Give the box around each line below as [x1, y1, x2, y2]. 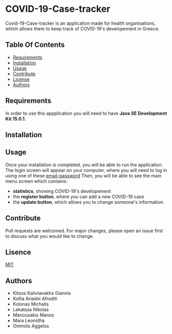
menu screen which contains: [5, 178, 68, 184]
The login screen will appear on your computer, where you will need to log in [5, 167, 167, 173]
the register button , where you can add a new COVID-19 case [12, 194, 145, 200]
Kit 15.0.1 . [5, 115, 26, 121]
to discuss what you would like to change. [5, 233, 94, 239]
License [12, 76, 30, 82]
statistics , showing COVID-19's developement [12, 188, 111, 194]
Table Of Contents [5, 41, 65, 49]
